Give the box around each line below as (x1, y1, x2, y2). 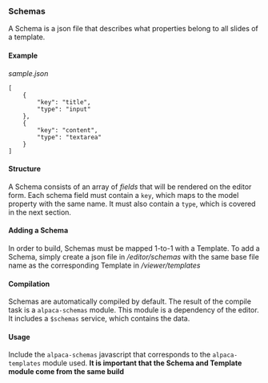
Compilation (8, 279, 50, 288)
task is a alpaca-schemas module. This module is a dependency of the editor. (8, 305, 259, 315)
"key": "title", (37, 98, 91, 106)
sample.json (8, 68, 49, 78)
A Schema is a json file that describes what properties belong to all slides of (8, 24, 258, 34)
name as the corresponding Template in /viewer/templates (8, 260, 201, 270)
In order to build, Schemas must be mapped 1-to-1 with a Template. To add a (8, 243, 260, 253)
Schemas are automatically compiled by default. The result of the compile (8, 296, 252, 306)
